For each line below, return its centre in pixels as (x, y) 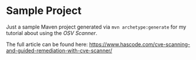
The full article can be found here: (47, 44)
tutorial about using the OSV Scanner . (52, 33)
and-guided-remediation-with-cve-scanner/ (59, 50)
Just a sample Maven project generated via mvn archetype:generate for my (96, 27)
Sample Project (44, 11)
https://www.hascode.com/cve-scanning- (140, 44)
